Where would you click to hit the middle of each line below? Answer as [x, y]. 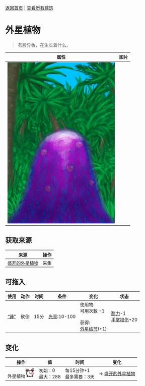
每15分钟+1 [78, 370]
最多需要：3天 [80, 376]
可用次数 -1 [92, 311]
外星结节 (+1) [93, 329]
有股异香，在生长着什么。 [44, 45]
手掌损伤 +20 [124, 320]
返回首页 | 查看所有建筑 [29, 8]
